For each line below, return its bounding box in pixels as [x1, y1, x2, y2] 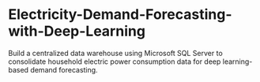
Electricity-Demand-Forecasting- [8, 6, 232, 24]
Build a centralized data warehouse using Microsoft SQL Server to [8, 48, 223, 58]
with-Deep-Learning [8, 22, 146, 40]
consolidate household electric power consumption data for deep [8, 57, 221, 66]
